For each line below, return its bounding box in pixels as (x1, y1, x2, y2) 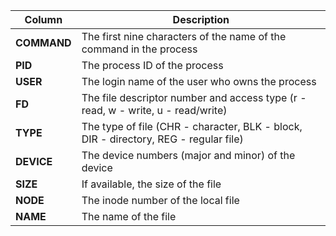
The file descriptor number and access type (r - (81, 91, 307, 104)
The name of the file (81, 210, 177, 223)
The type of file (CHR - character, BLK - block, (81, 120, 303, 133)
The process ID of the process (81, 59, 224, 72)
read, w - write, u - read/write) (81, 104, 228, 117)
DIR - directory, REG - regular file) (81, 132, 244, 146)
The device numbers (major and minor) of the (81, 149, 296, 162)
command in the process (81, 42, 198, 56)
